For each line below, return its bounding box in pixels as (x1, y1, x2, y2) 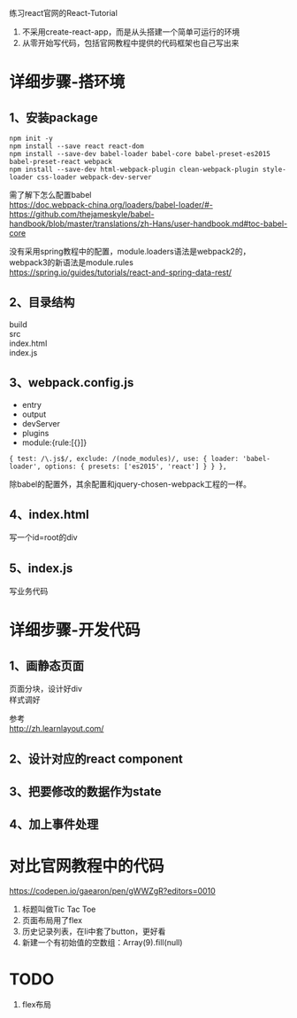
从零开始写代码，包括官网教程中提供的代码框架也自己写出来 (21, 38, 240, 48)
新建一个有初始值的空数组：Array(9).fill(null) (21, 937, 183, 948)
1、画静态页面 (9, 658, 85, 673)
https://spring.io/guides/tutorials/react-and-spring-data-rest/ (9, 267, 232, 278)
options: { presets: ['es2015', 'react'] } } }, (44, 462, 227, 471)
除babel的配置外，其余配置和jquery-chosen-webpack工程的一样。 (9, 478, 252, 489)
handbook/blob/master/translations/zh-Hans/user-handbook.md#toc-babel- (9, 218, 288, 229)
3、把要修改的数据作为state (9, 784, 162, 800)
